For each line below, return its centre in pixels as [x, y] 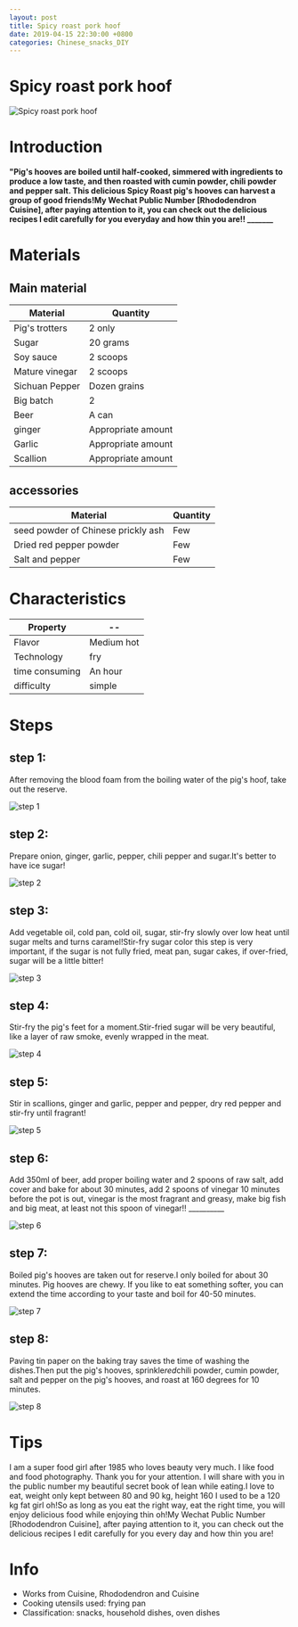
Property [47, 627]
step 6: [29, 1159]
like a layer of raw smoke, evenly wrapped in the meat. [109, 1037]
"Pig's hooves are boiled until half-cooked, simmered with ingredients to [146, 172]
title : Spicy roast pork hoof [65, 26]
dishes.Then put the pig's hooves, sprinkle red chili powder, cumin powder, [145, 1370]
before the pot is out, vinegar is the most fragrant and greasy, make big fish [148, 1198]
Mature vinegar [45, 372]
